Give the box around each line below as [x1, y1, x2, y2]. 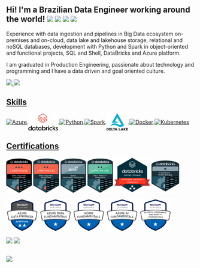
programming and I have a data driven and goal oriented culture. [6, 67, 166, 75]
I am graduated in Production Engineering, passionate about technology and [6, 61, 195, 68]
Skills [6, 97, 27, 108]
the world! [6, 14, 46, 25]
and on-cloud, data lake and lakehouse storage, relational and [30, 36, 183, 44]
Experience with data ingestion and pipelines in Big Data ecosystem [6, 30, 174, 37]
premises [6, 36, 29, 44]
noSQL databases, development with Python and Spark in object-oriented [6, 43, 189, 50]
